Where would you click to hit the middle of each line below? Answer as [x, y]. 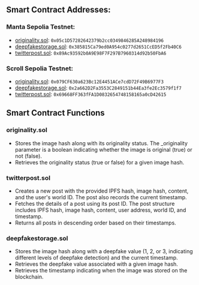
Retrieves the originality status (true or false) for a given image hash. [99, 162]
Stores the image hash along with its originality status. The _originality [101, 143]
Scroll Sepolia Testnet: [40, 68]
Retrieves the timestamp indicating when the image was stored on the [101, 271]
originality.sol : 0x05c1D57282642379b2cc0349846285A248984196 [89, 40]
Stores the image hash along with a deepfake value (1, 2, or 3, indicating [104, 251]
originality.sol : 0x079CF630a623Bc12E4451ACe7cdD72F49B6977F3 [89, 81]
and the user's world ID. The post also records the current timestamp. [101, 197]
